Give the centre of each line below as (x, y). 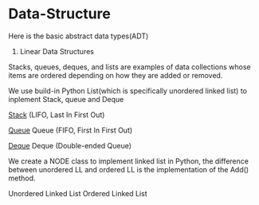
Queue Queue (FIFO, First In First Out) (71, 130)
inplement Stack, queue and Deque (66, 99)
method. (22, 178)
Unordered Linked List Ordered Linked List (78, 193)
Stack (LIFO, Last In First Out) (57, 114)
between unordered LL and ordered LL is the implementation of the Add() (129, 169)
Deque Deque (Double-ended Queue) (70, 145)
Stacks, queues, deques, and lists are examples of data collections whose (129, 67)
